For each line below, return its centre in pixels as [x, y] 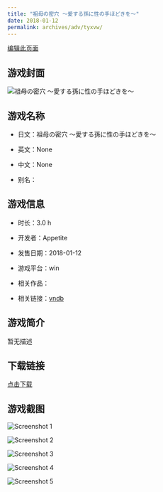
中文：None [35, 165]
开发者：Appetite [43, 237]
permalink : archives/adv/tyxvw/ [55, 27]
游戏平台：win [38, 268]
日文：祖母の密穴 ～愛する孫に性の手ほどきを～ [87, 134]
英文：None [35, 149]
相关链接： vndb [41, 298]
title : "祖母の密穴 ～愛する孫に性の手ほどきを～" [73, 14]
